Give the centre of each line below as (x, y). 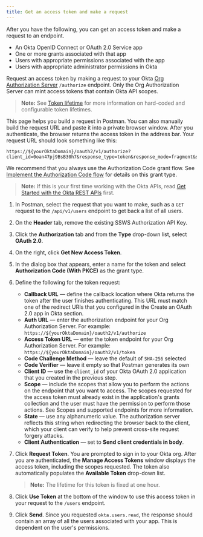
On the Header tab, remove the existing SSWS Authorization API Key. (101, 222)
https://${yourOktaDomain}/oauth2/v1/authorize (85, 333)
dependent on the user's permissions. (62, 527)
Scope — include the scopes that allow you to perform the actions (106, 384)
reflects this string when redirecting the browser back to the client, (107, 423)
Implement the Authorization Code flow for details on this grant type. (92, 174)
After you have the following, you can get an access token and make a (94, 29)
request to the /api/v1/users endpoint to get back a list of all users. (99, 211)
